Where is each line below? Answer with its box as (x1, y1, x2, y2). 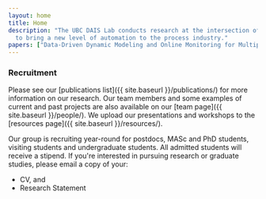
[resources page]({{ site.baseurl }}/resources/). (8, 119, 163, 128)
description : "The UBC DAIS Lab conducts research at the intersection (8, 26, 249, 34)
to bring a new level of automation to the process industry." (15, 33, 228, 42)
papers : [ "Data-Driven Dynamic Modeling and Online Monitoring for (8, 41, 236, 49)
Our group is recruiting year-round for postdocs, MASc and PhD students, (8, 134, 249, 144)
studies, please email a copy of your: (8, 159, 128, 169)
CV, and (19, 175, 46, 185)
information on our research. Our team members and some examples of (8, 94, 242, 103)
